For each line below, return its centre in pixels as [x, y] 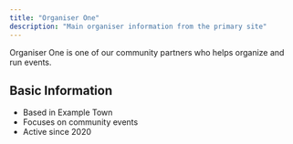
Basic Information [61, 91]
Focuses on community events [80, 122]
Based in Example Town [68, 113]
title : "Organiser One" [55, 18]
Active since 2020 [57, 132]
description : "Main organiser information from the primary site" [138, 26]
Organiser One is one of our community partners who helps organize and [147, 52]
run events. [31, 62]
